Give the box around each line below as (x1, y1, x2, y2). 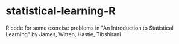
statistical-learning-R (5, 4, 116, 18)
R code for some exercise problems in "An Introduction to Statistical (5, 24, 174, 31)
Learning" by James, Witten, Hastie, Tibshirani (5, 30, 121, 37)
